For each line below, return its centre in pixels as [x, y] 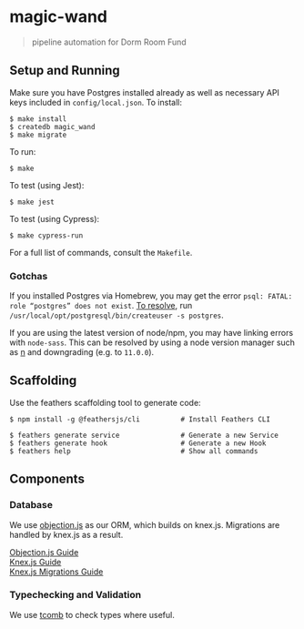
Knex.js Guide [35, 562]
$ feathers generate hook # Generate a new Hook [138, 443]
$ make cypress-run [46, 235]
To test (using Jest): [47, 185]
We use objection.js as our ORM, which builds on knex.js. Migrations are [145, 524]
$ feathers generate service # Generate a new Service [144, 435]
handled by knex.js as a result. [66, 534]
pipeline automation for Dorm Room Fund [109, 42]
